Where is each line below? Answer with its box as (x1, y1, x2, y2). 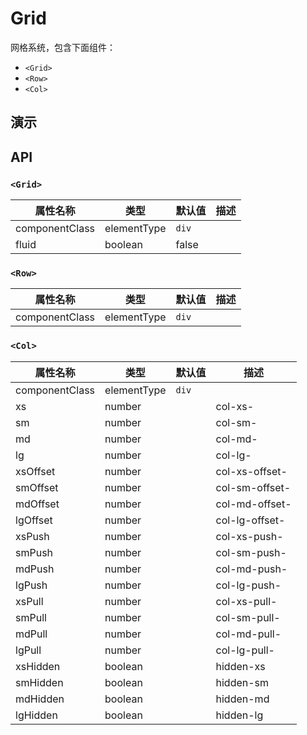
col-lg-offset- (215, 513, 286, 527)
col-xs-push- (215, 529, 284, 543)
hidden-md (215, 692, 270, 706)
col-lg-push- (215, 578, 282, 592)
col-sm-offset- (215, 480, 292, 494)
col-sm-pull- (215, 610, 281, 624)
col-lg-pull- (215, 643, 275, 657)
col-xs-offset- (215, 464, 288, 478)
